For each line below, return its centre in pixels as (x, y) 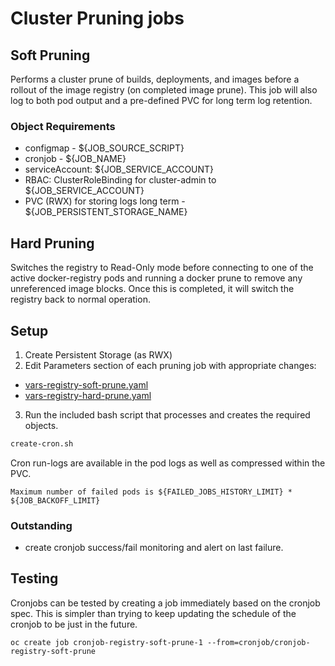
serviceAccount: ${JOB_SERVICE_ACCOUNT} (119, 169)
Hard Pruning (52, 243)
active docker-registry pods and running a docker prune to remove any (156, 278)
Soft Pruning (50, 55)
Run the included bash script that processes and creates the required (167, 414)
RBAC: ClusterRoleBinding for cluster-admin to (120, 180)
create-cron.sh (42, 443)
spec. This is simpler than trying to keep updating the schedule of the (153, 613)
